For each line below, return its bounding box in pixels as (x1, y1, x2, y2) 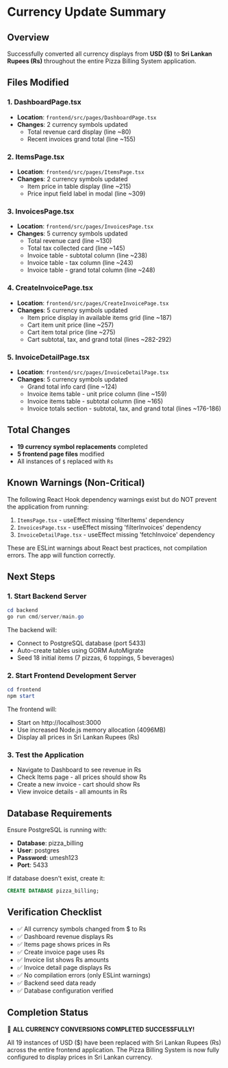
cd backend (7, 607, 38, 614)
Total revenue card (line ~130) (27, 237, 112, 245)
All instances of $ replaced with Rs (16, 457, 114, 465)
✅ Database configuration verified (16, 986, 114, 995)
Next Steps (7, 570, 55, 582)
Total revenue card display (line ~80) (27, 128, 131, 136)
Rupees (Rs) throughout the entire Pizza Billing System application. (7, 57, 197, 65)
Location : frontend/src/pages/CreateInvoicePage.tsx (16, 299, 169, 307)
